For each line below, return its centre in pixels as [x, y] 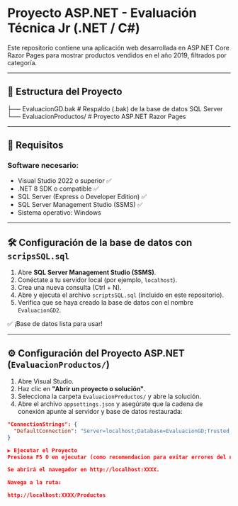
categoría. [22, 62]
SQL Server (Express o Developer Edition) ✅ [82, 197]
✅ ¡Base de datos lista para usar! [55, 324]
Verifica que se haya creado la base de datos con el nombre [105, 303]
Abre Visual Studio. [46, 381]
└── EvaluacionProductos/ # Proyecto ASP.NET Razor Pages [97, 116]
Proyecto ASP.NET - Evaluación [102, 13]
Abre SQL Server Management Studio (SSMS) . [87, 272]
